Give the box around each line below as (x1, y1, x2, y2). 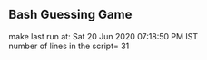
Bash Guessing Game (8, 7, 133, 22)
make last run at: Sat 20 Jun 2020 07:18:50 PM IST (8, 30, 199, 41)
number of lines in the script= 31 (8, 40, 130, 51)
